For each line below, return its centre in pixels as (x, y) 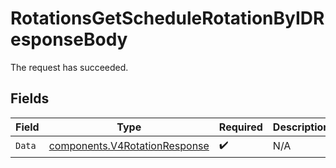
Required (240, 127)
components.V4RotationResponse (129, 146)
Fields (30, 98)
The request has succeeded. (69, 67)
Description (301, 127)
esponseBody (69, 39)
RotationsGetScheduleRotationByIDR (167, 18)
